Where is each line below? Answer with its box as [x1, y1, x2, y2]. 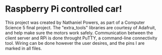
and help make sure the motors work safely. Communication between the [5, 30, 153, 36]
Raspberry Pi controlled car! [5, 3, 122, 15]
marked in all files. [5, 45, 42, 51]
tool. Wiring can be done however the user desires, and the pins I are [5, 40, 145, 46]
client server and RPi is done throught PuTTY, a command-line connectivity [5, 35, 158, 41]
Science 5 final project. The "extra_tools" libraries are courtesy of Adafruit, [5, 24, 156, 30]
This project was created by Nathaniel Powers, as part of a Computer [5, 19, 145, 25]
